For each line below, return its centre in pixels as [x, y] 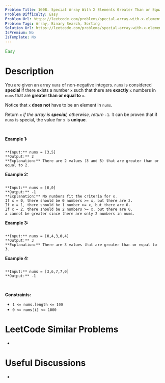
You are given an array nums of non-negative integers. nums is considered [79, 85]
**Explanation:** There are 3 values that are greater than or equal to [81, 245]
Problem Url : [18, 19]
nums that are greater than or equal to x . [45, 95]
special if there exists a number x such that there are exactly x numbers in [81, 90]
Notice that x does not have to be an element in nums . [59, 105]
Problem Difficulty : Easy [31, 14]
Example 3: [17, 223]
